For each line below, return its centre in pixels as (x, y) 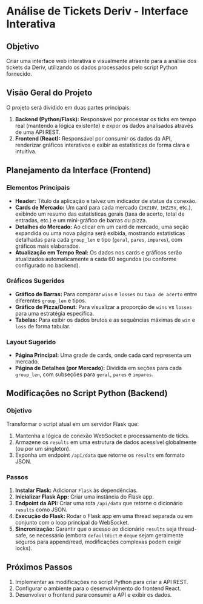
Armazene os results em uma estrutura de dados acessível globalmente (106, 442)
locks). (23, 548)
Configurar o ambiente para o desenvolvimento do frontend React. (98, 588)
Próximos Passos (39, 567)
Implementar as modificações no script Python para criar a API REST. (101, 582)
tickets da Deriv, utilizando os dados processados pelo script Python (92, 67)
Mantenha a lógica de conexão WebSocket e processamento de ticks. (102, 436)
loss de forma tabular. (43, 326)
